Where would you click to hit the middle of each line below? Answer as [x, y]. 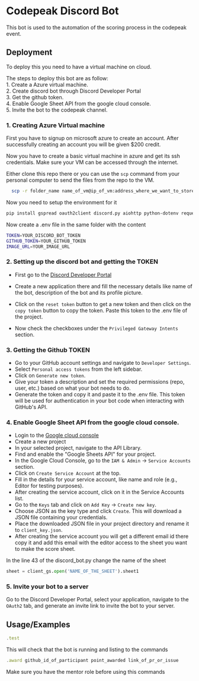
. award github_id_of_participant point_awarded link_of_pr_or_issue [92, 661]
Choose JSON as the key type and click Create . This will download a [98, 511]
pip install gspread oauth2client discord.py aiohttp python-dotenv [92, 213]
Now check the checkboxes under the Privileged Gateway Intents [97, 328]
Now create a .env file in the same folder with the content [76, 225]
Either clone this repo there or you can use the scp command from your [93, 174]
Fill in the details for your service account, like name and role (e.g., [96, 480]
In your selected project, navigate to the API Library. [78, 448]
